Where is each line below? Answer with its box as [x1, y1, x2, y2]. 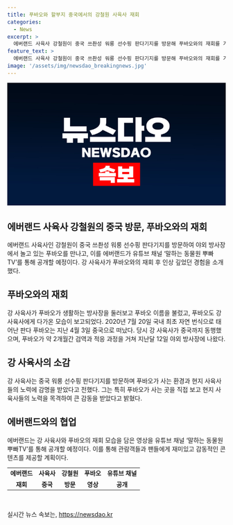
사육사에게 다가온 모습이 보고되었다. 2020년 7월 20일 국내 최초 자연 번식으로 [7, 317, 214, 325]
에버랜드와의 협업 [7, 416, 77, 428]
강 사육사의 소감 [7, 357, 71, 369]
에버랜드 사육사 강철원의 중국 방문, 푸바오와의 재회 [7, 221, 208, 232]
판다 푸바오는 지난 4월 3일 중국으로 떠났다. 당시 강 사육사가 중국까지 [19, 326, 203, 334]
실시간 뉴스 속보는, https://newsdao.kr [7, 510, 113, 518]
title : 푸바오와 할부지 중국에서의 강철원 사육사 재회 [7, 11, 140, 18]
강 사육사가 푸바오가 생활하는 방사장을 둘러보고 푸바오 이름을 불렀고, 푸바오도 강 [7, 309, 222, 317]
